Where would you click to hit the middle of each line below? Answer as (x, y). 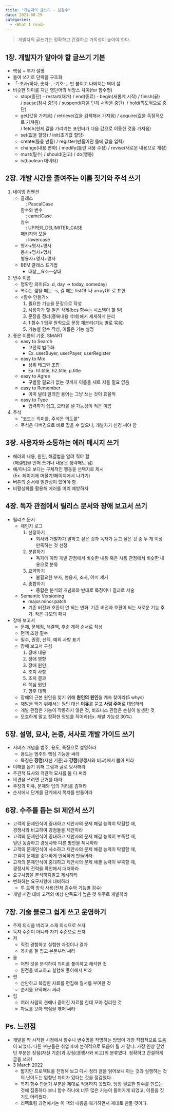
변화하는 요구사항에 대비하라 (41, 881)
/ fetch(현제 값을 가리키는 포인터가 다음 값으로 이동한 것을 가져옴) (86, 128)
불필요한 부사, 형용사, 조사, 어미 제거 (72, 577)
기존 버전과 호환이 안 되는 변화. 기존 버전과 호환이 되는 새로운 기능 (94, 607)
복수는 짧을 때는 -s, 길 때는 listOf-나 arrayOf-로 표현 (73, 290)
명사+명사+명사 (36, 246)
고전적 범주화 (41, 347)
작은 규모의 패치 (51, 614)
